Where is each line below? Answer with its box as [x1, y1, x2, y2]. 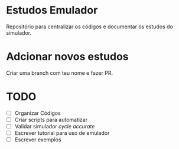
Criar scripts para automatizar [14, 116, 87, 123]
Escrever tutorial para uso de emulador [14, 130, 110, 136]
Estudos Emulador [6, 4, 98, 17]
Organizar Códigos [14, 110, 61, 117]
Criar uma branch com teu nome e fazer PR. [6, 69, 113, 77]
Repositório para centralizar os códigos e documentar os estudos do [6, 23, 173, 30]
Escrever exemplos [14, 136, 61, 143]
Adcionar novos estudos [6, 50, 129, 64]
